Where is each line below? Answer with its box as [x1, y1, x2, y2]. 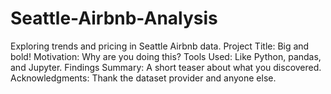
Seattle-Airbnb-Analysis [10, 7, 218, 30]
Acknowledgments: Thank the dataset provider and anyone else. [10, 72, 277, 84]
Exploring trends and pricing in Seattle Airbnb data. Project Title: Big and [10, 40, 310, 52]
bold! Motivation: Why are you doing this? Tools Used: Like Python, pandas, [10, 50, 322, 62]
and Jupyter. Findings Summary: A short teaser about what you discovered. [10, 61, 322, 73]
